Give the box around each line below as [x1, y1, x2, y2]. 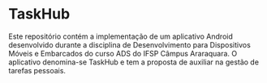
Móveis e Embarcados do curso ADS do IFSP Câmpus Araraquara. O [8, 48, 238, 58]
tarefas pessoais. [8, 65, 67, 75]
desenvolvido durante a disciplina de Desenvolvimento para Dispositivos [8, 39, 252, 49]
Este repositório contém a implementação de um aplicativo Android [8, 31, 234, 41]
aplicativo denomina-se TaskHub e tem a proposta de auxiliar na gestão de [8, 57, 260, 67]
